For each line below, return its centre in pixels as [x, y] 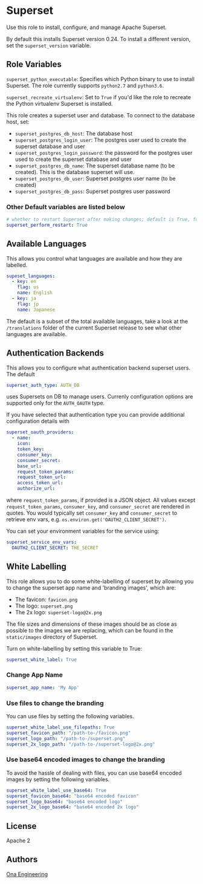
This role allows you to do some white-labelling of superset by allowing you [100, 581]
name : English [35, 293]
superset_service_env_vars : [42, 542]
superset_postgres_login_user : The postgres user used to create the [101, 140]
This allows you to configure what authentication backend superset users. [98, 368]
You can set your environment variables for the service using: [83, 531]
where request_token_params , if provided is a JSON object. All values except [101, 500]
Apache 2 [18, 840]
